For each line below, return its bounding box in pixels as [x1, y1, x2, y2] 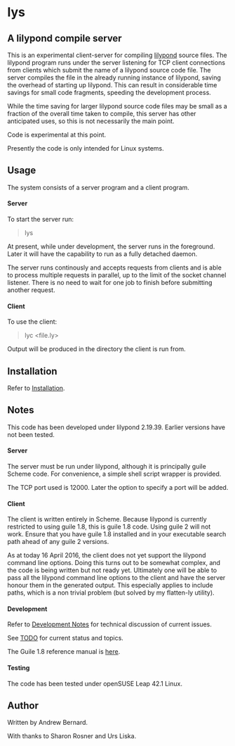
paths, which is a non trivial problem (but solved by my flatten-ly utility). [7, 588, 215, 597]
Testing [7, 664, 30, 672]
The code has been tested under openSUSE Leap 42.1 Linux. [7, 679, 182, 688]
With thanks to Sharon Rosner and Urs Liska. [7, 732, 137, 740]
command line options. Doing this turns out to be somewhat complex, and [7, 559, 221, 567]
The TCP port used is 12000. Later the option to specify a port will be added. [7, 483, 229, 492]
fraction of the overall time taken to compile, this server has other [7, 110, 196, 118]
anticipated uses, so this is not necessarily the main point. [7, 117, 175, 125]
